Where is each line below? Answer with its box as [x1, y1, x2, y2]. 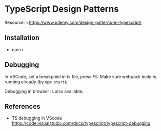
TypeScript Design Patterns [4, 3, 119, 15]
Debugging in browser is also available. [4, 88, 83, 94]
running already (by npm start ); [4, 79, 68, 85]
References [4, 102, 40, 111]
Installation [4, 34, 40, 42]
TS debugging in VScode [11, 115, 62, 121]
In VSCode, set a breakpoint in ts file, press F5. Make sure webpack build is [4, 74, 157, 79]
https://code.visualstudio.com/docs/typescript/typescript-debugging [11, 120, 151, 126]
